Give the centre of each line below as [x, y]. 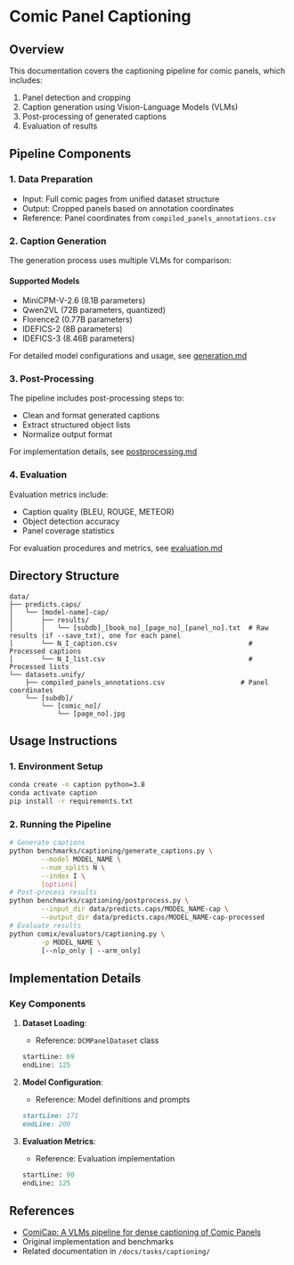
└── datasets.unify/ [48, 674]
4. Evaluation [38, 475]
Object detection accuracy [71, 521]
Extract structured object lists [76, 425]
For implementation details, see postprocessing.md [103, 451]
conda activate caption [53, 793]
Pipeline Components [70, 154]
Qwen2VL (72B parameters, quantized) [94, 310]
